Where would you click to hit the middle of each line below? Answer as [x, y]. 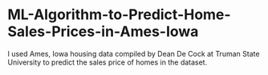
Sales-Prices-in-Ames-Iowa [103, 32]
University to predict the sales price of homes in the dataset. [108, 62]
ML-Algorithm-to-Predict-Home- [119, 15]
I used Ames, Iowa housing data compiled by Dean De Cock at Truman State [134, 53]
